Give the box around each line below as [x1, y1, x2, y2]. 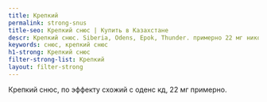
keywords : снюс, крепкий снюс [8, 41, 109, 49]
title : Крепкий [8, 11, 59, 20]
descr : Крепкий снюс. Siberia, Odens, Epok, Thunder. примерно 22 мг [8, 33, 244, 42]
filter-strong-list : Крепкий [8, 56, 105, 64]
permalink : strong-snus [8, 19, 87, 27]
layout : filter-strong [8, 63, 83, 71]
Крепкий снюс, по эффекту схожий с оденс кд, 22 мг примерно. [8, 85, 227, 94]
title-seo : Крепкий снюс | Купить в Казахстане [8, 26, 169, 34]
